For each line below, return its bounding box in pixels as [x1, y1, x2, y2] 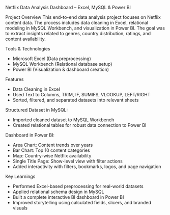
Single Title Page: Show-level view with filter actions [12, 158, 123, 164]
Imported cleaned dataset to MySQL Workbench [12, 117, 115, 123]
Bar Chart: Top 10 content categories [12, 147, 90, 153]
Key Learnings [5, 173, 36, 179]
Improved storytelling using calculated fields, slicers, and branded [12, 200, 152, 205]
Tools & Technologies [5, 46, 50, 51]
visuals [12, 205, 28, 211]
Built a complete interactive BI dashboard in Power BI [12, 194, 124, 200]
